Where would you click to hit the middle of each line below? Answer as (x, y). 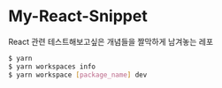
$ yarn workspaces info (52, 66)
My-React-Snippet (78, 16)
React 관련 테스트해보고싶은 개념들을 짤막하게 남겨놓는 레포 (111, 41)
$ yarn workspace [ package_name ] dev (78, 75)
